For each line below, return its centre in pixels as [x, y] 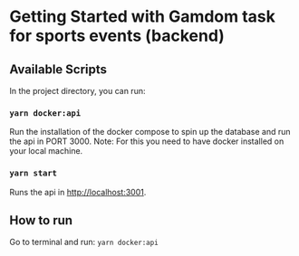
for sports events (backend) [117, 36]
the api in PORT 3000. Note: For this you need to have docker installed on [147, 141]
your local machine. [46, 151]
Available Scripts [58, 69]
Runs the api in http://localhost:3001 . [78, 192]
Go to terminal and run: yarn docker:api [84, 242]
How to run [41, 220]
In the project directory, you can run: [77, 91]
